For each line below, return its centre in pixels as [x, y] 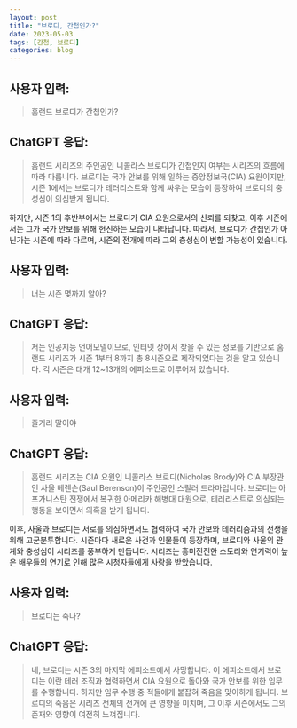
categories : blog [41, 51]
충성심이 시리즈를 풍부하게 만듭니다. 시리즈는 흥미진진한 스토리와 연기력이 [152, 551]
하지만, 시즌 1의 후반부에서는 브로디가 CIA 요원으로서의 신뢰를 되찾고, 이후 [137, 218]
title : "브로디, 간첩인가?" [55, 26]
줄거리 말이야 [54, 423]
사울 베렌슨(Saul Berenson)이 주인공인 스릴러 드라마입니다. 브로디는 [159, 488]
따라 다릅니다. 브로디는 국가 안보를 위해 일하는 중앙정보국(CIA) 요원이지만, [158, 176]
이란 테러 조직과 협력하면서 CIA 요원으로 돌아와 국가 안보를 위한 [157, 681]
